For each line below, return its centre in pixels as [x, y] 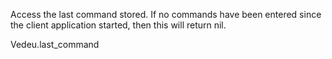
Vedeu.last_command [55, 44]
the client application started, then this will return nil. [118, 25]
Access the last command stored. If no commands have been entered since [166, 14]
